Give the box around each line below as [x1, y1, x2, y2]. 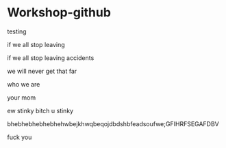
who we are [7, 80, 40, 88]
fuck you [7, 133, 32, 141]
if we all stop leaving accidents [7, 53, 95, 62]
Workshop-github [7, 5, 112, 20]
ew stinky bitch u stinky [7, 106, 74, 115]
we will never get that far [7, 67, 77, 75]
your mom [7, 93, 36, 102]
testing [7, 27, 27, 35]
